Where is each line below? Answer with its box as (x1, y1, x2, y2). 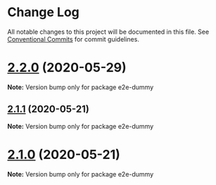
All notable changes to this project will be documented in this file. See (7, 27, 210, 36)
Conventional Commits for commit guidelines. (7, 34, 139, 43)
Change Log (7, 4, 80, 20)
